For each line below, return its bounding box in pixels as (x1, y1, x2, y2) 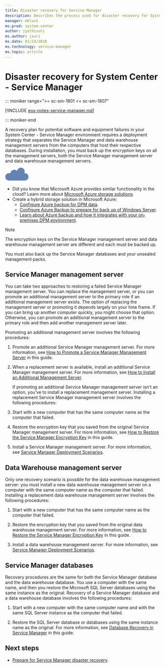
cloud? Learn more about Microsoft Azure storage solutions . (12, 191, 134, 197)
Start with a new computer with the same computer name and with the (12, 605, 155, 610)
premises (19, 217, 38, 223)
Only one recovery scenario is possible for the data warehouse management (5, 477, 160, 483)
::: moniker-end (5, 117, 36, 123)
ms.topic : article (5, 49, 43, 54)
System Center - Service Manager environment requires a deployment (5, 132, 147, 138)
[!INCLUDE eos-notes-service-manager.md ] (5, 107, 95, 113)
